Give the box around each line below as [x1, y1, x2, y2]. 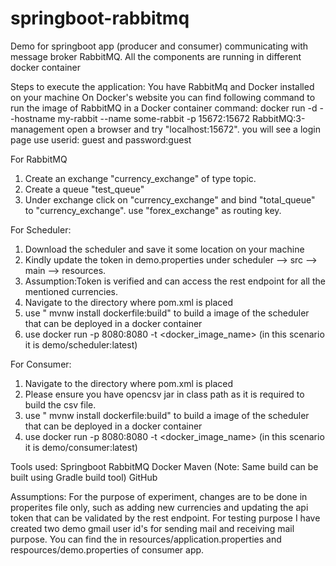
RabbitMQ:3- [251, 112, 306, 124]
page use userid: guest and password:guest [10, 133, 192, 146]
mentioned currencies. [24, 285, 119, 297]
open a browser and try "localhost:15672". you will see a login [66, 123, 321, 135]
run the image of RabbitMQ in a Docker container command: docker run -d [10, 102, 318, 114]
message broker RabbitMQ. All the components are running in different [10, 50, 302, 62]
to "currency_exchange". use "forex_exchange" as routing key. [24, 204, 282, 216]
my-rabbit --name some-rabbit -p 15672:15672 [57, 112, 251, 124]
